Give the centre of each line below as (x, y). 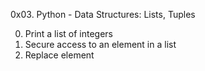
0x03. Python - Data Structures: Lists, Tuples (103, 14)
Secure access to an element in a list (100, 44)
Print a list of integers (69, 33)
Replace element (59, 55)
